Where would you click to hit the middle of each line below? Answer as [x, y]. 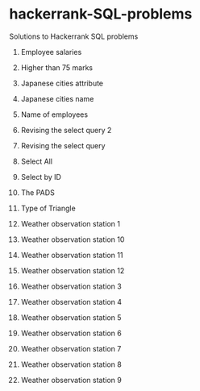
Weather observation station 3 [71, 286]
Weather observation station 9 [71, 380]
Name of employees [54, 114]
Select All [37, 161]
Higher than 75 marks [57, 67]
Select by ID [41, 177]
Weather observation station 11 [72, 255]
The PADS [37, 192]
